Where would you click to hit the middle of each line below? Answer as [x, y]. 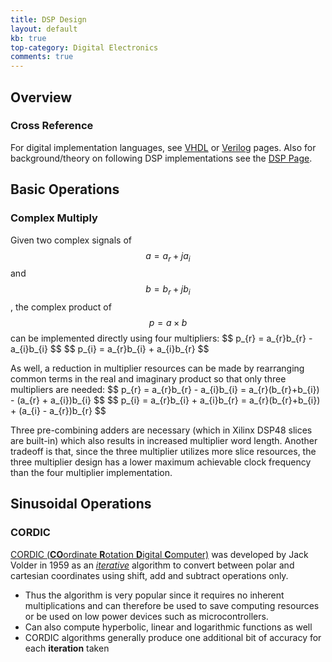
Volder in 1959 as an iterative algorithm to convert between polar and [152, 565]
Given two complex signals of [71, 240]
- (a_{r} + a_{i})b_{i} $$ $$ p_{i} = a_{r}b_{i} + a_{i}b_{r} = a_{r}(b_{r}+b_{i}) [165, 400]
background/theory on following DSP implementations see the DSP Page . [161, 158]
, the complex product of [61, 307]
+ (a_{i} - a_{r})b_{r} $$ [58, 411]
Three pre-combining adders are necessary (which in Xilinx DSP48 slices [161, 430]
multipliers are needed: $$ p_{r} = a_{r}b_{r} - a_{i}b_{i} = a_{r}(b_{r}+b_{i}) [165, 390]
